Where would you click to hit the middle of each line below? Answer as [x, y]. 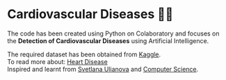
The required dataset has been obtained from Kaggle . [84, 54]
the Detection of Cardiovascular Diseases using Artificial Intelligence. [108, 40]
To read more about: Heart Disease [57, 61]
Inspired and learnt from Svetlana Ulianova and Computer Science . [103, 69]
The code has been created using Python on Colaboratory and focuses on [114, 33]
